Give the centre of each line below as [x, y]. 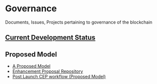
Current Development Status [50, 38]
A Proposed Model [31, 66]
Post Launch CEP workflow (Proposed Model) [59, 77]
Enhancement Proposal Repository [48, 71]
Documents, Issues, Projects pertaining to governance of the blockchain [79, 22]
